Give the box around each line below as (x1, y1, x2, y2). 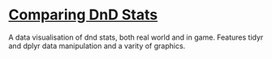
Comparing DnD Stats (8, 6, 158, 24)
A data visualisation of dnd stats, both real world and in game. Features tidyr (8, 32, 264, 42)
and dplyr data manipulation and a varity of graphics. (8, 40, 186, 50)
